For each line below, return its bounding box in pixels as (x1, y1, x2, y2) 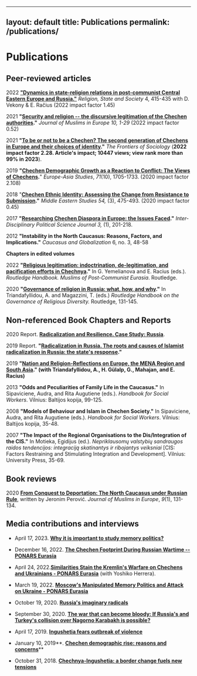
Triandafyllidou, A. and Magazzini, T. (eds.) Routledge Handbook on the (6, 292, 179, 299)
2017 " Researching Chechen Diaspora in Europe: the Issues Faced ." (6, 215, 175, 222)
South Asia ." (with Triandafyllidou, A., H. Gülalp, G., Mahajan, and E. (6, 366, 175, 373)
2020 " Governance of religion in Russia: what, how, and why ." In (6, 286, 166, 293)
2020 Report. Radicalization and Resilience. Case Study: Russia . (6, 331, 165, 338)
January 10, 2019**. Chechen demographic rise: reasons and (14, 639, 167, 647)
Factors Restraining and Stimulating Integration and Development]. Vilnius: (6, 450, 186, 458)
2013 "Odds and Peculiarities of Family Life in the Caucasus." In (6, 384, 164, 391)
